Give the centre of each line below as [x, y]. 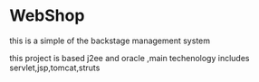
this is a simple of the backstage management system [110, 41]
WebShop [47, 16]
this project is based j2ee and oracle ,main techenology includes [129, 58]
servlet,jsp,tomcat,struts [55, 68]
